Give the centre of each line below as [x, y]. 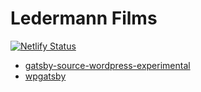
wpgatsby [45, 76]
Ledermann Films [84, 18]
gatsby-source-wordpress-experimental [107, 65]
